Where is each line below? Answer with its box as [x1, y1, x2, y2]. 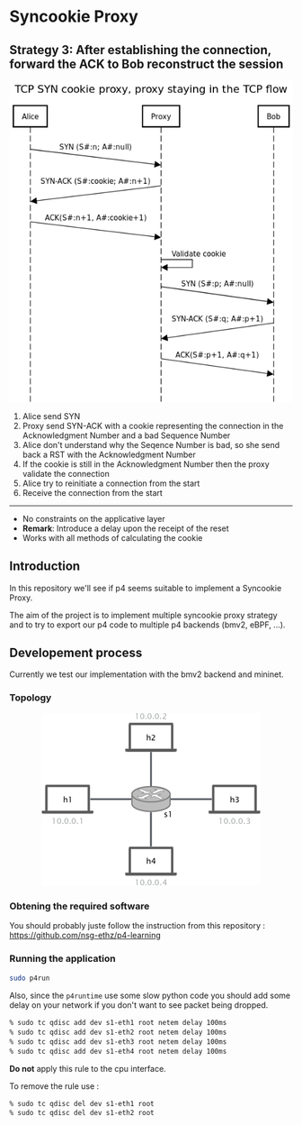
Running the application [9, 952, 116, 965]
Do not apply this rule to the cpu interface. [9, 1063, 166, 1074]
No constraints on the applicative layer [22, 513, 165, 524]
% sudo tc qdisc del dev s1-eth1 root [9, 1099, 155, 1108]
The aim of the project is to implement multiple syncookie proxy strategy [9, 609, 278, 620]
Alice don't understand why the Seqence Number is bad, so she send [22, 439, 280, 450]
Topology [9, 691, 52, 704]
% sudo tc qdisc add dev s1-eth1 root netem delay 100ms [9, 1019, 227, 1028]
